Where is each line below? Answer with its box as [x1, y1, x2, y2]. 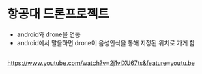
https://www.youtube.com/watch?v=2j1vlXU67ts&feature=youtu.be [7, 59, 196, 67]
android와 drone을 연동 [16, 30, 81, 38]
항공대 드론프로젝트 [7, 6, 109, 22]
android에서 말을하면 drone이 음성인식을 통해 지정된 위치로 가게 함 [16, 38, 196, 47]
